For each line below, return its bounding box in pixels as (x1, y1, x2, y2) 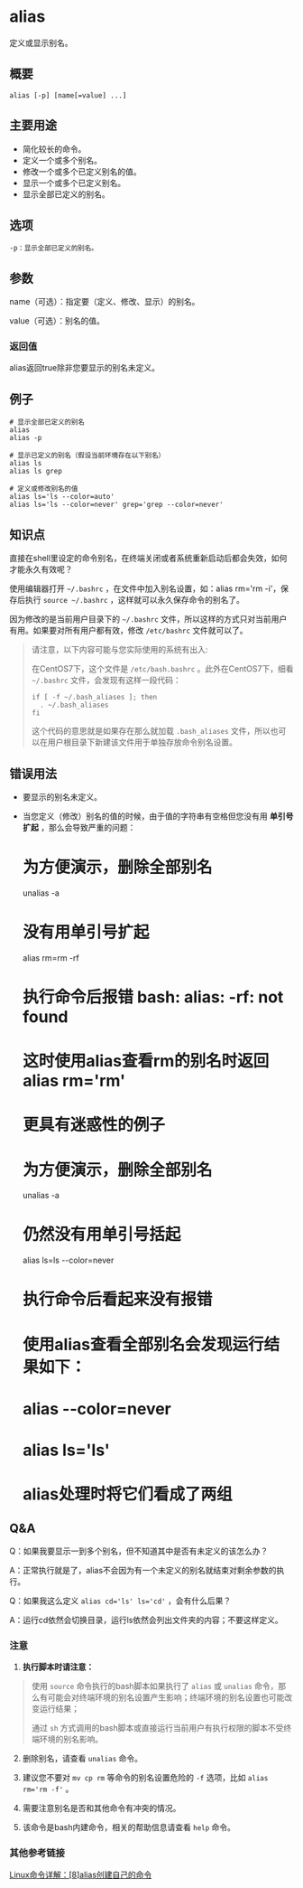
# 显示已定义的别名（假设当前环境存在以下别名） (9, 451, 165, 460)
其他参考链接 (9, 1846, 66, 1859)
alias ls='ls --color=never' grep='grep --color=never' (9, 500, 224, 510)
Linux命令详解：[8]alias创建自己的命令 (9, 1869, 152, 1880)
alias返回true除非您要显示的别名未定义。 (9, 362, 161, 373)
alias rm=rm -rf (22, 952, 79, 963)
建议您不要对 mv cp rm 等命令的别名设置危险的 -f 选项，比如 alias (22, 1772, 269, 1783)
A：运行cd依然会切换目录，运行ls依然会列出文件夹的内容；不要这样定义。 (9, 1614, 284, 1625)
